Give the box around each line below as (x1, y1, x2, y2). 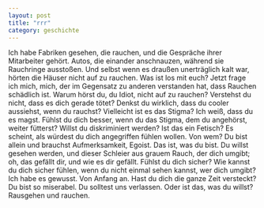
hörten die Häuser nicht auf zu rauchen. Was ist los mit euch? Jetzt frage (8, 73, 247, 83)
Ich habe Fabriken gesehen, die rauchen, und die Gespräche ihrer (8, 48, 223, 58)
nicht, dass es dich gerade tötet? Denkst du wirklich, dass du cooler (8, 98, 229, 108)
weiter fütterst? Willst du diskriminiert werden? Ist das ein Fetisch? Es (8, 123, 234, 133)
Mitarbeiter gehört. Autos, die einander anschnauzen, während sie (8, 56, 224, 66)
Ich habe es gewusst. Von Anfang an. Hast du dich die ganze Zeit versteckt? (8, 174, 257, 183)
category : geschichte (8, 26, 80, 34)
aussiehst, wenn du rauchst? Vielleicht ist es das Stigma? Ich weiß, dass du (8, 107, 254, 116)
